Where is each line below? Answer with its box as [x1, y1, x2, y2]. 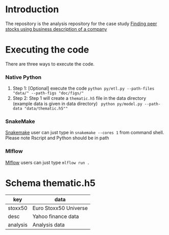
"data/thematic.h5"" [24, 106, 68, 111]
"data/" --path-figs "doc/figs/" [12, 91, 84, 96]
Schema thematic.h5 [5, 177, 96, 189]
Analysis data [32, 221, 65, 228]
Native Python [5, 73, 42, 80]
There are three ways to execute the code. [5, 60, 95, 67]
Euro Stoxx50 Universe [32, 204, 88, 211]
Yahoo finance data [32, 212, 79, 220]
